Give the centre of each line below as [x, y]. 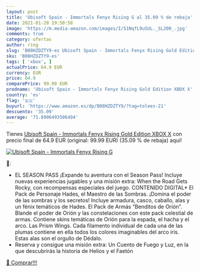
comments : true [25, 34]
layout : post [22, 12]
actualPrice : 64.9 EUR [34, 67]
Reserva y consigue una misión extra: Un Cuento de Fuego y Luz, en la [101, 245]
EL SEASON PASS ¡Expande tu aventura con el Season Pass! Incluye [99, 175]
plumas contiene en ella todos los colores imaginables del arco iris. [97, 232]
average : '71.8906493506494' [42, 117]
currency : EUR [24, 73]
